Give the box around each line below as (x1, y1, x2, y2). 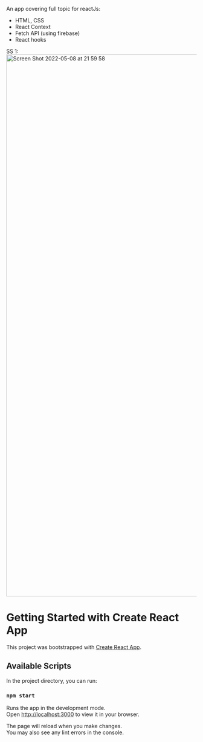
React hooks (14, 36, 47, 43)
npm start (6, 692, 35, 699)
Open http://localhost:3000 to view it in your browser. (6, 711, 140, 718)
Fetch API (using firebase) (14, 30, 80, 37)
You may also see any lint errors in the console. (6, 729, 124, 736)
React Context (14, 24, 51, 30)
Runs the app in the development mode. (6, 705, 106, 712)
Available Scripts (6, 661, 71, 671)
